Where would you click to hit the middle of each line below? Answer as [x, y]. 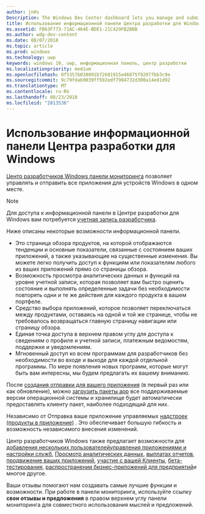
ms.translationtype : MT [37, 86]
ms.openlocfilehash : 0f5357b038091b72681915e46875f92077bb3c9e [88, 75]
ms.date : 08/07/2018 [33, 40]
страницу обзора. [38, 327]
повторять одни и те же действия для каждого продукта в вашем [101, 295]
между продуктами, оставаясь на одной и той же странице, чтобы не [106, 314]
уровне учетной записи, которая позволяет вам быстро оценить [99, 282]
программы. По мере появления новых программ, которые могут [102, 366]
